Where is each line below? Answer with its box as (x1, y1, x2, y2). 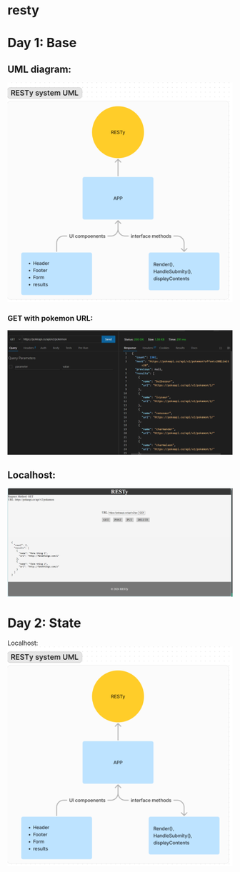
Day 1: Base (7, 35, 77, 51)
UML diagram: (7, 63, 71, 75)
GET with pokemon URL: (7, 314, 94, 324)
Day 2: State (7, 615, 81, 631)
